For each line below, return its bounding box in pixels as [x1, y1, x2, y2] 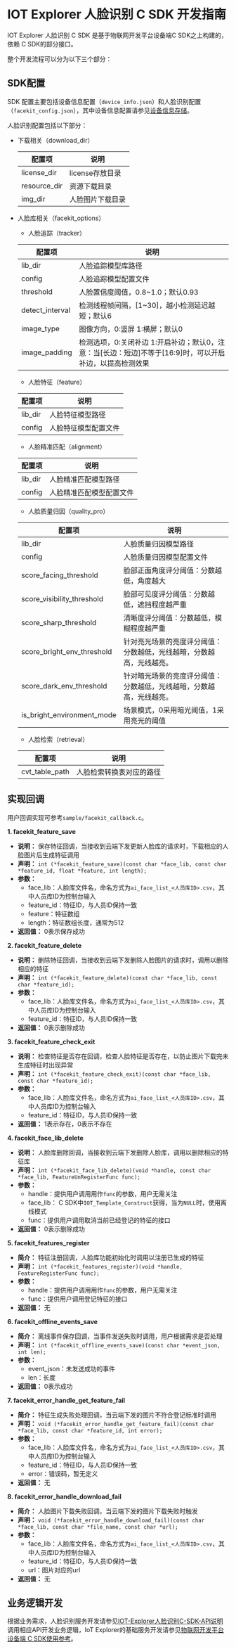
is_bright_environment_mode [20, 710, 117, 719]
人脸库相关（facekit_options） [17, 214, 105, 222]
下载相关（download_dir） [17, 136, 94, 144]
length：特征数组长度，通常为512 [27, 918, 124, 927]
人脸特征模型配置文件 [48, 423, 120, 432]
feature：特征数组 [27, 909, 80, 918]
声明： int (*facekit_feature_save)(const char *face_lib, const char [17, 859, 227, 868]
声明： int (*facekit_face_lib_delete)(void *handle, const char [17, 1165, 211, 1174]
